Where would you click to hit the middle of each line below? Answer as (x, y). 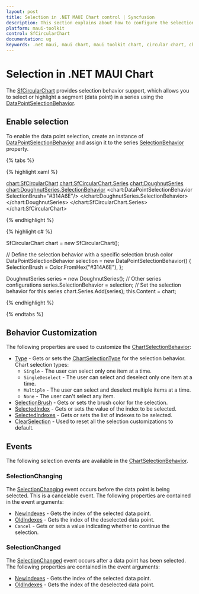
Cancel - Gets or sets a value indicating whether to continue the (92, 526)
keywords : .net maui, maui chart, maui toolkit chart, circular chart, (96, 45)
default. (24, 428)
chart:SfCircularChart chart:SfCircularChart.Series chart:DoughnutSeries (95, 183)
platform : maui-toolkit (36, 28)
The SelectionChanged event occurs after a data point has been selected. (96, 560)
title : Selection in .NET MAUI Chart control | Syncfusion (81, 17)
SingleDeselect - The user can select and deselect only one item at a (108, 377)
